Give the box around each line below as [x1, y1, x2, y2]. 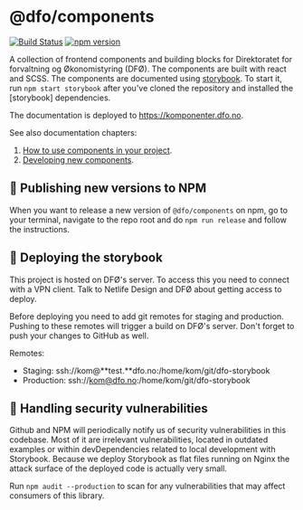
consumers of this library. [9, 490, 105, 501]
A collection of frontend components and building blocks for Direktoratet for [9, 53, 293, 64]
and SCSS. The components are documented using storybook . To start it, [9, 72, 283, 83]
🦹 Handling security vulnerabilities [9, 401, 208, 416]
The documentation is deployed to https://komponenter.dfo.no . [9, 109, 244, 120]
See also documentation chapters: [9, 127, 137, 137]
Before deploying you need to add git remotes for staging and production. [9, 310, 285, 322]
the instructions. [9, 223, 71, 234]
